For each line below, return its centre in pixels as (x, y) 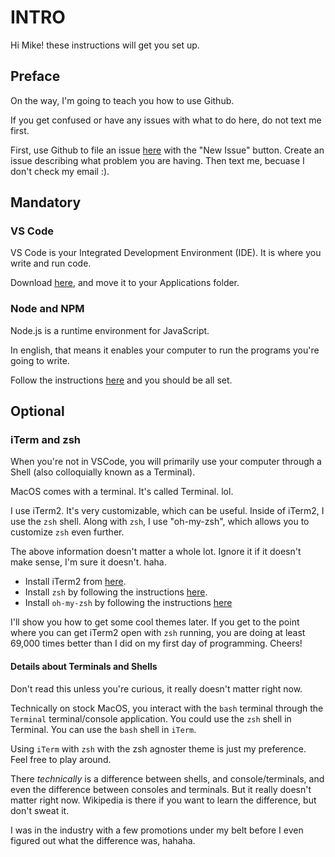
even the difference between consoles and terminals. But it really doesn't (161, 789)
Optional (37, 411)
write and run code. (51, 263)
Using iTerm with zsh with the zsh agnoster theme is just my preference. (158, 748)
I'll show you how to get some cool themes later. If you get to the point (155, 622)
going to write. (40, 360)
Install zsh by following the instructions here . (116, 592)
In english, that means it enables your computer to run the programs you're (165, 350)
